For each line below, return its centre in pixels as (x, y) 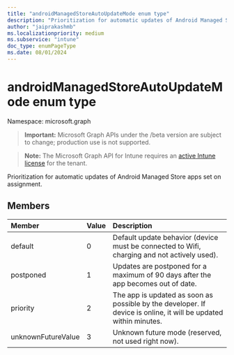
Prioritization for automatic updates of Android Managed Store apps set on (114, 176)
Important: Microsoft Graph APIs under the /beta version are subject (123, 135)
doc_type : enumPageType (42, 46)
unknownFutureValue (45, 337)
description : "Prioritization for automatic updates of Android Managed (115, 20)
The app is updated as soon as (163, 295)
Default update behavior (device (165, 237)
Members (29, 206)
